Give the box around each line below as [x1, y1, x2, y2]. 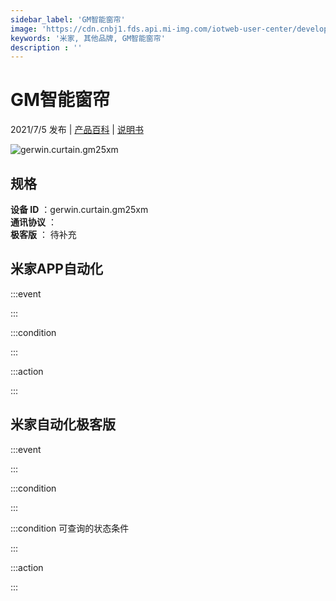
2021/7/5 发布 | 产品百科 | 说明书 [10, 124, 144, 136]
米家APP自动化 [10, 261, 103, 278]
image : [10, 24, 38, 34]
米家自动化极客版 [10, 416, 116, 433]
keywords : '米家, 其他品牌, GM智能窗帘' [10, 33, 166, 43]
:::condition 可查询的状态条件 [10, 522, 130, 534]
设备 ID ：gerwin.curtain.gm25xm [10, 204, 149, 215]
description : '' [10, 42, 83, 53]
